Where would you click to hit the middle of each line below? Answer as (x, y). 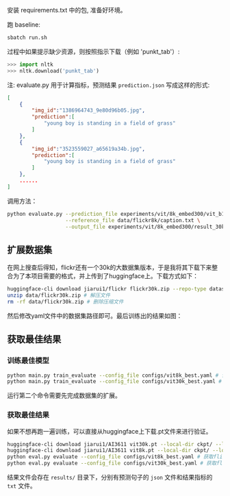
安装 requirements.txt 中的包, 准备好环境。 (67, 10)
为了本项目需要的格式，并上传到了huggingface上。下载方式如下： (105, 276)
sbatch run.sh (27, 38)
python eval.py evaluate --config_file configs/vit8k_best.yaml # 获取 (110, 457)
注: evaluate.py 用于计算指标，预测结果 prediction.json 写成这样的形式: (108, 85)
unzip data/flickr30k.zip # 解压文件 (59, 296)
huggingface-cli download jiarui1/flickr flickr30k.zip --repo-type (107, 289)
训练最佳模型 (28, 360)
